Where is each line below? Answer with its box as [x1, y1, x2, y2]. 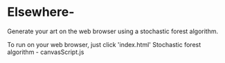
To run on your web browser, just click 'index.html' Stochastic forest [7, 40, 201, 48]
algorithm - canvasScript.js [7, 48, 84, 56]
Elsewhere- [7, 4, 75, 20]
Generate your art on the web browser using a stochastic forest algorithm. [7, 27, 219, 35]
